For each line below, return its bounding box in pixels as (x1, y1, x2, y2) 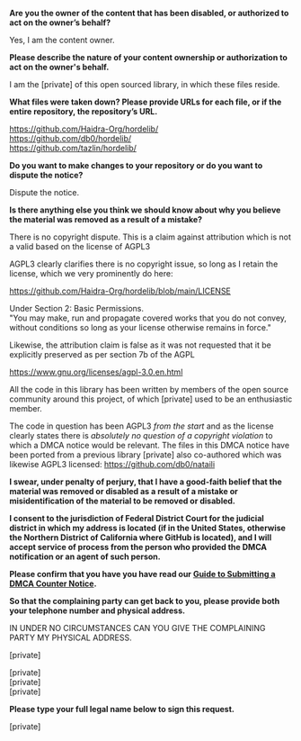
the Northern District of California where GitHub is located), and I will (9, 532, 272, 543)
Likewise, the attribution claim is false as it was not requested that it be (9, 339, 271, 350)
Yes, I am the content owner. (9, 35, 115, 45)
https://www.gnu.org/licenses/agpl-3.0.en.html (9, 366, 183, 377)
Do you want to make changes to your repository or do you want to (9, 160, 263, 170)
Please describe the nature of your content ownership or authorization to (9, 52, 288, 62)
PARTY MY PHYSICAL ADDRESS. (9, 632, 132, 643)
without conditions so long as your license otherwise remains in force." (9, 322, 271, 332)
